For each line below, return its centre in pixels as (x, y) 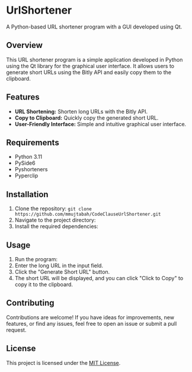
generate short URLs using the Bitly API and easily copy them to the (89, 72)
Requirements (33, 142)
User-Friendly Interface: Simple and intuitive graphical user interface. (100, 124)
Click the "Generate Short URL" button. (62, 272)
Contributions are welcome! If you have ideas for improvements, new (90, 317)
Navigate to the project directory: (55, 220)
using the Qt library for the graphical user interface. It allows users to (90, 66)
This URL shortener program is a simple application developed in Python (95, 59)
